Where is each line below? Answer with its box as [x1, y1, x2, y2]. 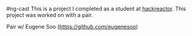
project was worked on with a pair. [6, 11, 94, 19]
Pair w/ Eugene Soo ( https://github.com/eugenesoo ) [6, 23, 139, 30]
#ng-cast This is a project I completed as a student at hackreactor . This [6, 5, 186, 12]
